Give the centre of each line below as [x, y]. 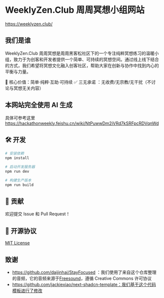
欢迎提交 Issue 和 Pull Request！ [38, 214]
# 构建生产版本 [18, 180]
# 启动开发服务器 [20, 167]
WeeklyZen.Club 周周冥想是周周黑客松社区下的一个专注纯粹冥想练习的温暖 [80, 53]
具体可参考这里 [20, 117]
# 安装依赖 [15, 154]
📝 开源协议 [21, 231]
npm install [17, 158]
